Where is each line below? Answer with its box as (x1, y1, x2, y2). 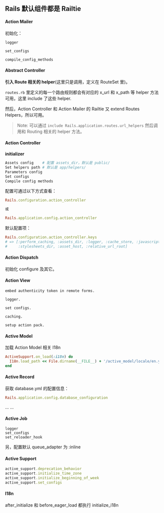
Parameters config (5, 170, 42, 174)
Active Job (5, 415, 28, 421)
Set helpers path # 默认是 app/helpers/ (5, 165, 86, 170)
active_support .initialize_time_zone (5, 471, 82, 476)
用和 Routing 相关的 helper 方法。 (17, 128, 84, 134)
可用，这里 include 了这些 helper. (5, 95, 72, 101)
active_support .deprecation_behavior (5, 466, 82, 471)
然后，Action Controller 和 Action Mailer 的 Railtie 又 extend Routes (5, 106, 140, 112)
